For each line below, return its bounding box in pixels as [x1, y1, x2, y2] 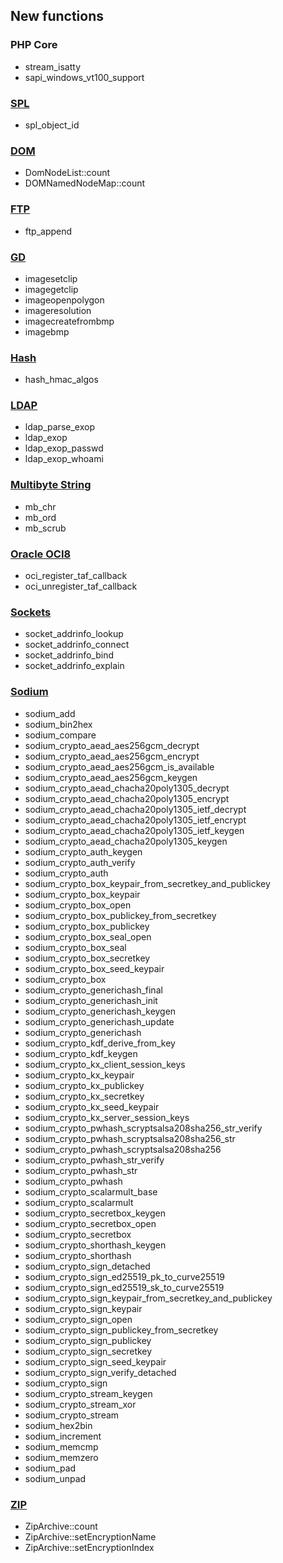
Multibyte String [10, 478, 92, 492]
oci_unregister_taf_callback [24, 580, 138, 593]
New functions [10, 8, 105, 25]
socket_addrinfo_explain [24, 660, 125, 672]
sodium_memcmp [24, 1440, 99, 1453]
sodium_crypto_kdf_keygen [24, 1047, 138, 1059]
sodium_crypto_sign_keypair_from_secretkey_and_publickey [24, 1292, 273, 1304]
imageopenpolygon [24, 294, 105, 306]
